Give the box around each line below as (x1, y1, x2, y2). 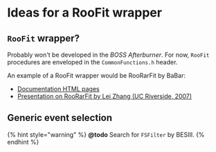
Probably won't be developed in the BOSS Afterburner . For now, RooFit (7, 50, 210, 59)
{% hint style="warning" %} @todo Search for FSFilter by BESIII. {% (7, 130, 205, 139)
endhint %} (7, 137, 39, 146)
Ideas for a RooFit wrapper (7, 5, 163, 21)
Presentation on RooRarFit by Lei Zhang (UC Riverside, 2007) (17, 92, 192, 100)
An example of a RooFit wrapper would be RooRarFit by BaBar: (7, 71, 186, 79)
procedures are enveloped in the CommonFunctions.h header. (7, 58, 178, 66)
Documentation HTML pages (17, 85, 100, 93)
